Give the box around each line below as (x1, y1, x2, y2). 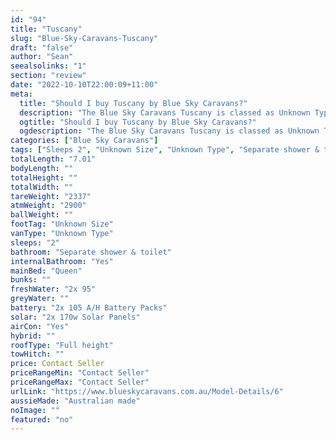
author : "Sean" (10, 52, 74, 62)
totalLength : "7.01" (10, 154, 97, 164)
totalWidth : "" (10, 182, 74, 192)
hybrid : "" (10, 331, 56, 341)
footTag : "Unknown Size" (10, 219, 114, 230)
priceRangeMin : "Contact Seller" (10, 368, 150, 378)
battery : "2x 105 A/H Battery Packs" (10, 303, 168, 313)
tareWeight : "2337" (10, 191, 92, 201)
